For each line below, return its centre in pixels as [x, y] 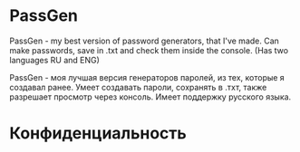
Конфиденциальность [98, 133]
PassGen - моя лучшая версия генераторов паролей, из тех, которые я [147, 77]
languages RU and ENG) [54, 60]
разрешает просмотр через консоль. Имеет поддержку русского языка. [150, 97]
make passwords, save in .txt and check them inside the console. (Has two [149, 50]
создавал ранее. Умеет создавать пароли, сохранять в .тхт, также [138, 87]
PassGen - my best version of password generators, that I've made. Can [144, 41]
